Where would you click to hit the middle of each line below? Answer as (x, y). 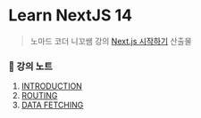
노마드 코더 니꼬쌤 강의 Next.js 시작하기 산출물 (111, 41)
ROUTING (39, 96)
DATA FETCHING (52, 105)
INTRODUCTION (51, 86)
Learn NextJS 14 (71, 16)
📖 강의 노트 (30, 66)
